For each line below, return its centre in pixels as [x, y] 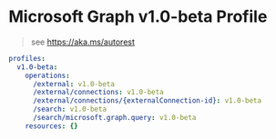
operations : [47, 75]
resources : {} [51, 126]
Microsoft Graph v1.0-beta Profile [138, 17]
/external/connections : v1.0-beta [98, 93]
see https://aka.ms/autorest [83, 42]
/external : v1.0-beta [74, 84]
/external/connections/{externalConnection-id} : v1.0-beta [147, 101]
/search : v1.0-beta [69, 109]
